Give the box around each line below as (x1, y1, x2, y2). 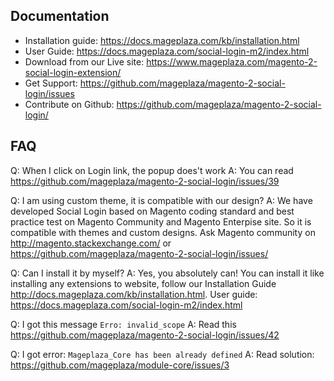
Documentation (10, 8, 110, 25)
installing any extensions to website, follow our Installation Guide (10, 277, 277, 289)
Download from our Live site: (24, 55, 145, 68)
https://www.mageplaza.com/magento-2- (146, 55, 318, 68)
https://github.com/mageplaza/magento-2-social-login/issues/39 (10, 175, 280, 187)
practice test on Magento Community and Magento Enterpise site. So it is (10, 215, 312, 228)
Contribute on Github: (24, 98, 115, 110)
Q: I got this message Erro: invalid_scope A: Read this (10, 318, 237, 330)
